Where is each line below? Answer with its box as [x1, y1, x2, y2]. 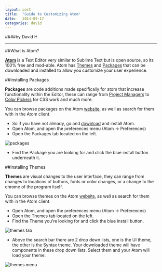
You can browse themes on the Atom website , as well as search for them [5, 193, 149, 199]
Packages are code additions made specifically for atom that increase [5, 86, 145, 92]
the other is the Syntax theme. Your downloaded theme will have [12, 242, 141, 248]
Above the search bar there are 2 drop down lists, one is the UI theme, [12, 237, 152, 243]
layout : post [5, 7, 31, 12]
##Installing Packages [5, 77, 49, 83]
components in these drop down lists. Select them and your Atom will [12, 247, 150, 253]
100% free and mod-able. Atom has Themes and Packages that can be [5, 63, 146, 68]
